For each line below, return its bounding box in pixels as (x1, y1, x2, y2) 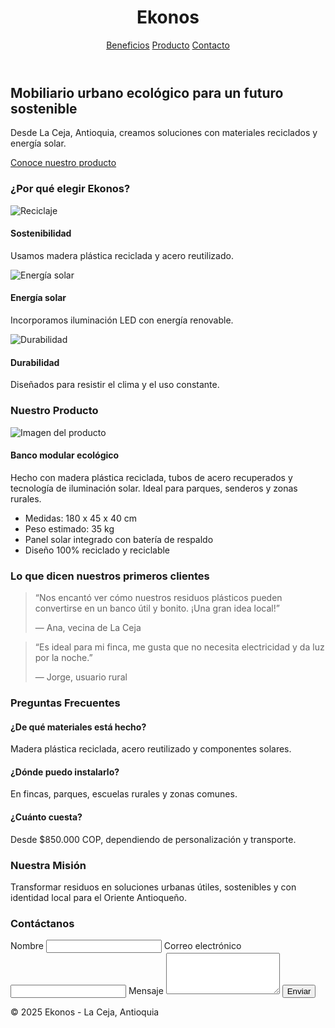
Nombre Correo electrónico (10, 940, 242, 952)
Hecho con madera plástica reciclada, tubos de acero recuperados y (10, 471, 293, 483)
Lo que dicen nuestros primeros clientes (10, 569, 210, 583)
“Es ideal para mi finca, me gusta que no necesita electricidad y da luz (34, 641, 325, 653)
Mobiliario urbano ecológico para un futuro (10, 84, 284, 101)
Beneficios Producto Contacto (106, 39, 230, 51)
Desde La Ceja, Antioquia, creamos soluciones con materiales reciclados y (10, 127, 318, 139)
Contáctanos (10, 916, 75, 930)
